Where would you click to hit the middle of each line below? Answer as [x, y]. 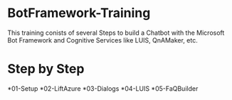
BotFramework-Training [79, 13]
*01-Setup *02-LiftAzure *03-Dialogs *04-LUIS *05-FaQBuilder [103, 88]
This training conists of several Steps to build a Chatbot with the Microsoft [116, 33]
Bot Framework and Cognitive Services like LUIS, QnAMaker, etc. [102, 40]
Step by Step [46, 69]
